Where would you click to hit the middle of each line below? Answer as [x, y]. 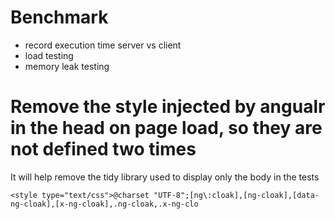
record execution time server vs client [103, 45]
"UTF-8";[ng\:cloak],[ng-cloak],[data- [236, 195]
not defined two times [103, 149]
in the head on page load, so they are [166, 128]
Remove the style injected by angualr [168, 107]
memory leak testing [67, 66]
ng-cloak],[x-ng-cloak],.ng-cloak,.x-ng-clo [104, 204]
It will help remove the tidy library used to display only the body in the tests [165, 177]
